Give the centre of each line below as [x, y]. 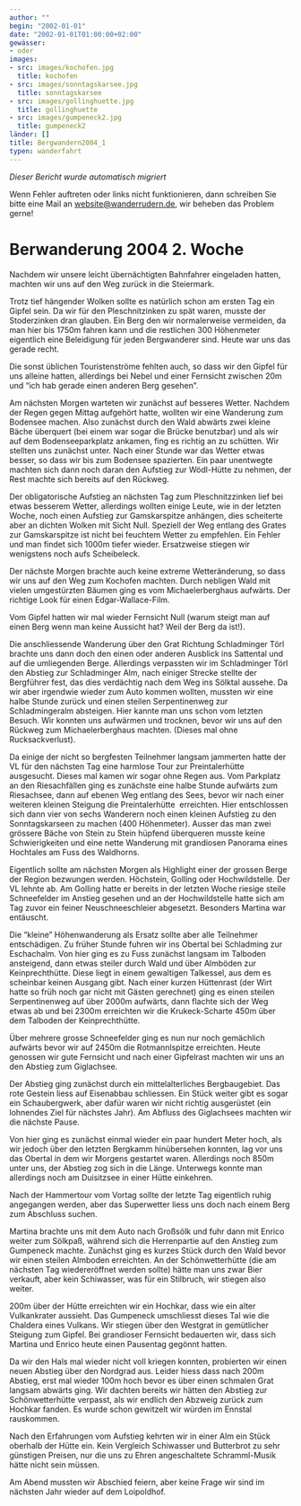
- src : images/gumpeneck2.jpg [66, 118]
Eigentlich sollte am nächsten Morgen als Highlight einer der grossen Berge [149, 869]
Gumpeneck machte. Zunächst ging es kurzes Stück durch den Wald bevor [148, 1250]
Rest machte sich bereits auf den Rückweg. [90, 479]
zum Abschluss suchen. [53, 1213]
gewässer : [28, 43]
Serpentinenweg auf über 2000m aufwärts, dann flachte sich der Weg [139, 1001]
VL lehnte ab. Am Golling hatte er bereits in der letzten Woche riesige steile [148, 889]
